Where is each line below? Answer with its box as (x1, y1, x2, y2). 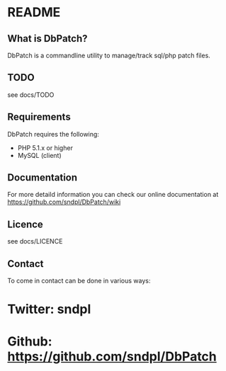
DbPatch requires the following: (7, 130, 99, 138)
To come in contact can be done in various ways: (7, 277, 151, 285)
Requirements (7, 111, 71, 123)
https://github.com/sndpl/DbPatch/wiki (7, 198, 121, 206)
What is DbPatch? (7, 33, 88, 45)
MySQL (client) (17, 151, 62, 159)
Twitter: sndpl (7, 302, 91, 317)
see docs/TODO (7, 90, 55, 99)
